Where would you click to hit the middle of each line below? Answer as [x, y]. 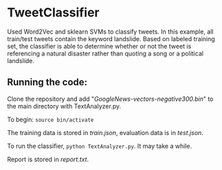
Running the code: [47, 83]
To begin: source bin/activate [51, 119]
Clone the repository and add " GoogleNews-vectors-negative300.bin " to [110, 99]
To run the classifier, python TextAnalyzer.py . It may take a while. [100, 146]
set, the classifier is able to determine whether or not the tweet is [99, 46]
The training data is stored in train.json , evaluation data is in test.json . [106, 132]
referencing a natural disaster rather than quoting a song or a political [106, 53]
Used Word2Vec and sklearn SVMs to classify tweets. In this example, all [110, 32]
